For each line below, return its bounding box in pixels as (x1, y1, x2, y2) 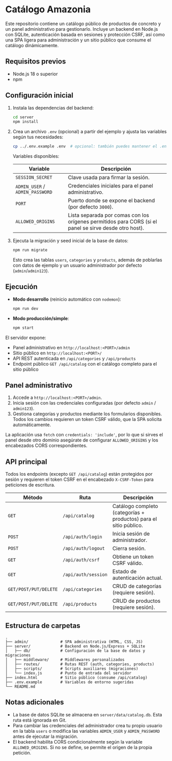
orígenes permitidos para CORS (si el (68, 218, 157, 225)
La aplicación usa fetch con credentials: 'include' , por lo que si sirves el (5, 432, 163, 438)
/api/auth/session (62, 572, 107, 578)
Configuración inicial (5, 91, 73, 100)
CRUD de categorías (112, 583, 162, 590)
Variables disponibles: (12, 153, 60, 159)
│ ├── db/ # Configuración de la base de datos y (5, 648, 145, 653)
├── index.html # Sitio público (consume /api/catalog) (5, 675, 147, 681)
